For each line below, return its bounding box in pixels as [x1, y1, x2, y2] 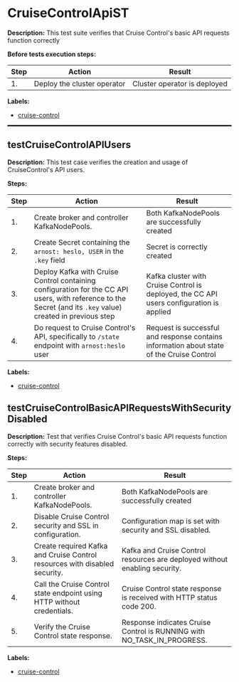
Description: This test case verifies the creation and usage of [7, 158, 188, 166]
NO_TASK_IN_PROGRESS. [121, 635, 208, 645]
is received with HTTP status [121, 592, 218, 602]
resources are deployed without [121, 554, 228, 564]
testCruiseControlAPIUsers [7, 139, 132, 151]
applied [146, 307, 171, 316]
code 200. [121, 601, 156, 611]
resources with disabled [33, 558, 115, 568]
